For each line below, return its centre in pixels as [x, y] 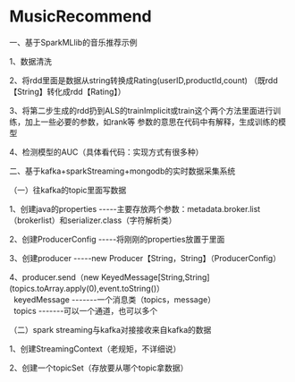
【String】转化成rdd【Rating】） [68, 91]
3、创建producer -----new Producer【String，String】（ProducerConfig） [145, 258]
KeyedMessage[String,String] [156, 277]
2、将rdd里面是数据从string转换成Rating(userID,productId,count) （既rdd [144, 80]
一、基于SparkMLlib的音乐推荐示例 [73, 42]
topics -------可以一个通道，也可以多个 [85, 310]
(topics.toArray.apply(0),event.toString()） [87, 288]
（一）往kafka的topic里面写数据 [68, 190]
